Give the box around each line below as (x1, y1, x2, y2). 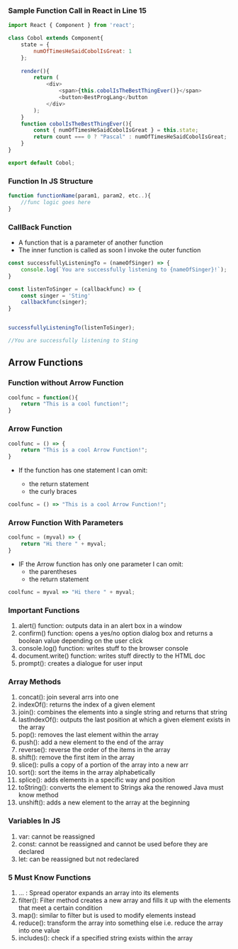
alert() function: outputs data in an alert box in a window (18, 622, 183, 630)
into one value (18, 926, 60, 934)
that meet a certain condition (18, 903, 103, 912)
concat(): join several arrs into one (18, 693, 119, 702)
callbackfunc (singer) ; (21, 298, 88, 306)
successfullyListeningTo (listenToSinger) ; (8, 325, 135, 332)
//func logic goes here (21, 198, 91, 206)
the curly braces (28, 488, 77, 496)
